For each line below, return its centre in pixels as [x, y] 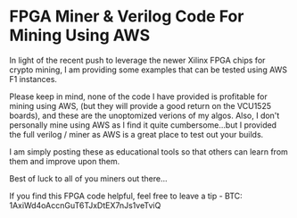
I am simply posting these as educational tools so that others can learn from [148, 151]
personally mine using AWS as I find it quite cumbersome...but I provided [143, 125]
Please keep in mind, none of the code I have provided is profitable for [138, 96]
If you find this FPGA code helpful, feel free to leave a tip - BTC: [126, 196]
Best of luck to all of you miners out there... [88, 178]
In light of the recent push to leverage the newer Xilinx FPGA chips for [137, 60]
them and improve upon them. [65, 161]
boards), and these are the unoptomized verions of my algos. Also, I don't [144, 115]
